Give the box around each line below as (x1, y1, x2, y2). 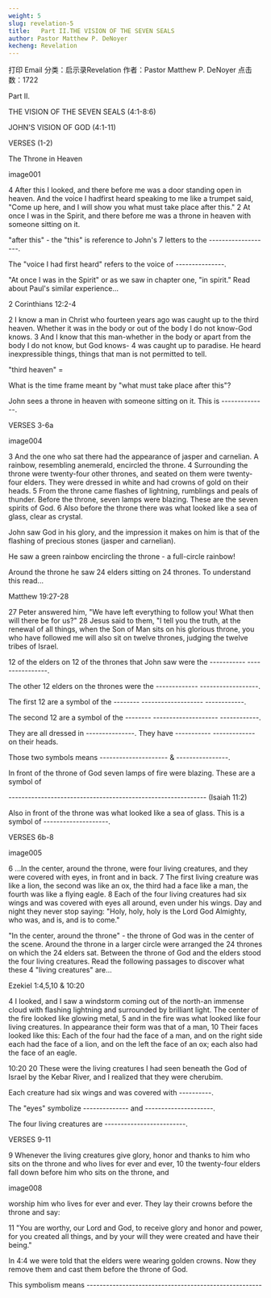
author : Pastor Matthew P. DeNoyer (8, 34, 128, 43)
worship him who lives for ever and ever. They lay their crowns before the (8, 1199, 252, 1208)
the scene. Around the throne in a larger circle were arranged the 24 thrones (8, 939, 263, 949)
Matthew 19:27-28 (8, 591, 69, 602)
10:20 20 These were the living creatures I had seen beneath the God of (8, 1064, 248, 1073)
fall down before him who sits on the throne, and (8, 1168, 169, 1178)
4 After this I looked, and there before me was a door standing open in (8, 185, 242, 195)
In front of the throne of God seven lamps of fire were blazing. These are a (8, 768, 256, 778)
